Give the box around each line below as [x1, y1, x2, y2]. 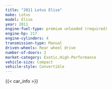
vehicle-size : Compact [5, 60, 53, 65]
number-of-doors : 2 [5, 50, 47, 55]
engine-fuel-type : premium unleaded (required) [5, 26, 108, 32]
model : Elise [5, 17, 33, 22]
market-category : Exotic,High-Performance [5, 54, 96, 60]
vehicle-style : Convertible [5, 64, 65, 69]
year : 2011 [5, 21, 28, 27]
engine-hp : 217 [5, 31, 38, 36]
